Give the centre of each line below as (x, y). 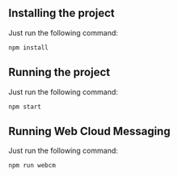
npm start (25, 107)
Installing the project (61, 13)
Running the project (59, 72)
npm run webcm (32, 166)
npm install (28, 48)
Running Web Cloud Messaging (89, 131)
